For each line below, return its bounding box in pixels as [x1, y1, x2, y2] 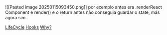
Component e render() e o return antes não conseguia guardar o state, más [5, 9, 160, 15]
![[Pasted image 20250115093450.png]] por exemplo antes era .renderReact [5, 4, 162, 10]
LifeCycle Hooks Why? [5, 24, 52, 30]
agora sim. [5, 15, 27, 20]
